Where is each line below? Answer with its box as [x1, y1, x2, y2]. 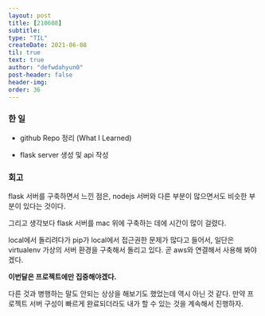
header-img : [8, 78, 48, 86]
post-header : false [8, 71, 73, 79]
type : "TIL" [8, 33, 48, 42]
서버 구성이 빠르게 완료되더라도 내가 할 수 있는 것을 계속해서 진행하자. [29, 298, 244, 308]
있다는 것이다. [22, 201, 66, 211]
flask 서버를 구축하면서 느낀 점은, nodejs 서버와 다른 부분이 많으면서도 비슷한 [8, 191, 247, 201]
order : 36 [8, 85, 41, 94]
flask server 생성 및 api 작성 [19, 150, 109, 159]
